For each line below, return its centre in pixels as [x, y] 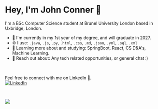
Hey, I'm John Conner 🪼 [53, 10]
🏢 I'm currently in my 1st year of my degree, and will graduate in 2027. [81, 38]
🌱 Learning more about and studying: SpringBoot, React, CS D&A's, [79, 48]
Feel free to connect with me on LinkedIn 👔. [48, 78]
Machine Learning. [31, 53]
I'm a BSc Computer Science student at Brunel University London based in [79, 23]
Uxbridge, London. [24, 28]
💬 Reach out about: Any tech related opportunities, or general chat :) [80, 58]
